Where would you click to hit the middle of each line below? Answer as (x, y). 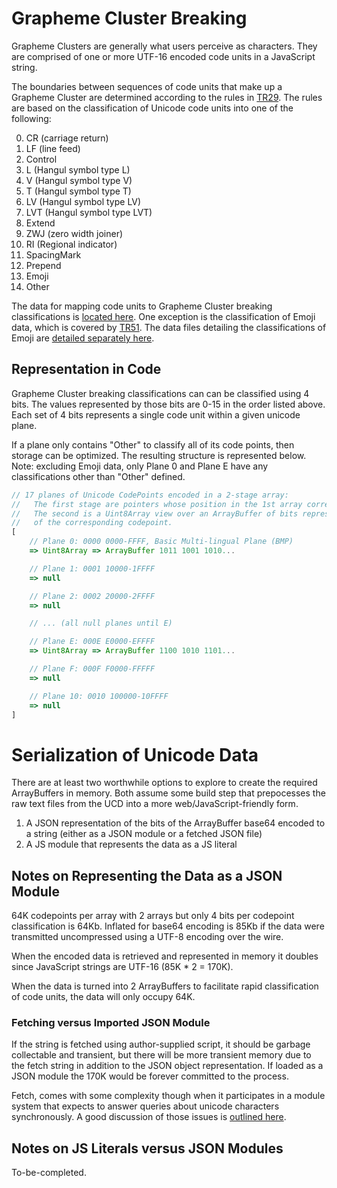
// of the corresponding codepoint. (92, 523)
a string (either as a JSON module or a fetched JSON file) (144, 834)
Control (41, 159)
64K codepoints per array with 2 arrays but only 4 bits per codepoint (153, 916)
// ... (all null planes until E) (101, 623)
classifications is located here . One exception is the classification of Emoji (163, 316)
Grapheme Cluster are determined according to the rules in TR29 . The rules (167, 97)
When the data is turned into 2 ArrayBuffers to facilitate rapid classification (165, 986)
